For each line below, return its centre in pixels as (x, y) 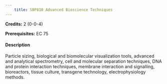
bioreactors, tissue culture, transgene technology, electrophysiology (75, 72)
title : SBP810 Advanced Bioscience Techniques (63, 10)
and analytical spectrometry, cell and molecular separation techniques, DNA (83, 61)
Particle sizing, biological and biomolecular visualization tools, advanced (80, 56)
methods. (15, 77)
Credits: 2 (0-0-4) (24, 24)
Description (18, 45)
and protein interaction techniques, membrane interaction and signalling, (80, 66)
